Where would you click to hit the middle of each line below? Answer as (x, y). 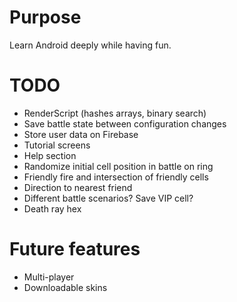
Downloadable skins (65, 287)
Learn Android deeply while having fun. (90, 45)
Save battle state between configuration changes (125, 123)
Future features (75, 249)
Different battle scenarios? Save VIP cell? (108, 198)
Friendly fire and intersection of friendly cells (116, 177)
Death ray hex (52, 208)
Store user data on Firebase (81, 134)
